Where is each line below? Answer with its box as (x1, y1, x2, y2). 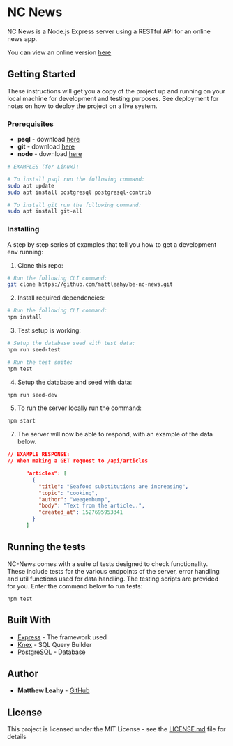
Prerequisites (7, 119, 54, 129)
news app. (7, 34, 38, 43)
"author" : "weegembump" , (38, 496, 111, 503)
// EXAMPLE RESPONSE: (7, 451, 70, 458)
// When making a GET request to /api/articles (7, 457, 149, 464)
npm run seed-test (7, 346, 61, 353)
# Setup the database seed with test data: (7, 340, 136, 347)
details (7, 733, 27, 741)
